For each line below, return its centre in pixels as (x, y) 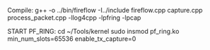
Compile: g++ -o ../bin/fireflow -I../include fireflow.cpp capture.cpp (105, 10)
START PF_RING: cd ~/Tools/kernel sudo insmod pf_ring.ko (93, 31)
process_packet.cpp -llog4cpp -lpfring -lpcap (74, 18)
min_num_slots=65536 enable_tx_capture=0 (72, 39)
